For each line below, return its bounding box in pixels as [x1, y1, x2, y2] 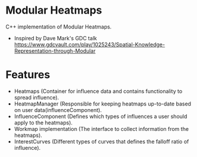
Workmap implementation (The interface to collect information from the [14, 125, 189, 132]
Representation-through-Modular [14, 47, 96, 54]
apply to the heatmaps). [14, 119, 73, 126]
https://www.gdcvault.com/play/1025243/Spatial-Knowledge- [14, 41, 166, 48]
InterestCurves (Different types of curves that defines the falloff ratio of [14, 137, 189, 145]
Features [5, 68, 50, 82]
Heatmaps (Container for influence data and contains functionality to [14, 87, 183, 95]
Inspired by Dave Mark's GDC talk [14, 34, 97, 41]
